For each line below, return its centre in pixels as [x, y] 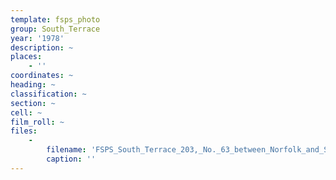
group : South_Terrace [55, 29]
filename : [66, 150]
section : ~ [33, 103]
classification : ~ [48, 94]
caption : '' [71, 159]
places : [26, 57]
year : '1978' [37, 38]
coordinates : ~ [42, 76]
